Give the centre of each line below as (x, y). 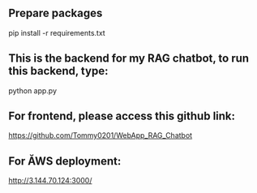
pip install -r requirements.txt (57, 32)
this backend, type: (58, 71)
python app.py (33, 90)
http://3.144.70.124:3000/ (50, 181)
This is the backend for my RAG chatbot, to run (129, 59)
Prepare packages (56, 13)
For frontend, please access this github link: (122, 116)
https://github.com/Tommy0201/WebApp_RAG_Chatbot (101, 135)
